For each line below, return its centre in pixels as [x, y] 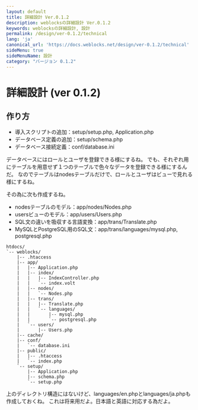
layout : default [26, 12]
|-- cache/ [30, 335]
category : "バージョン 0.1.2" [41, 61]
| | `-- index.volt [46, 283]
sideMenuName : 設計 [29, 56]
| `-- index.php [39, 361]
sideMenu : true [25, 51]
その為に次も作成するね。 [37, 194]
